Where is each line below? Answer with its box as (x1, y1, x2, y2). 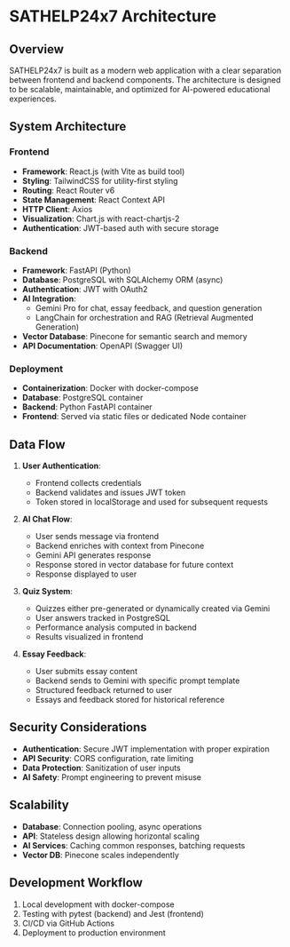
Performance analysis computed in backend (35, 622, 197, 633)
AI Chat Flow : (21, 513, 73, 525)
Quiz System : (21, 586, 74, 597)
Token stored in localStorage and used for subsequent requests (35, 497, 269, 507)
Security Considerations (9, 720, 148, 735)
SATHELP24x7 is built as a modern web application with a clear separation (9, 65, 282, 76)
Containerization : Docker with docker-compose (21, 383, 200, 394)
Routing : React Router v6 (21, 185, 115, 195)
